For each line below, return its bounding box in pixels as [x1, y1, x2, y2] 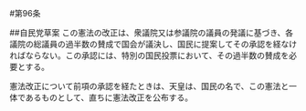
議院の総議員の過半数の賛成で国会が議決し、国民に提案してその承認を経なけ [9, 39, 298, 49]
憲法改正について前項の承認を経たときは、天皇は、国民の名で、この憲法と [9, 81, 290, 91]
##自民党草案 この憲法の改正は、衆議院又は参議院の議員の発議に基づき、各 [9, 27, 294, 38]
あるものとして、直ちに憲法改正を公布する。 [25, 92, 194, 103]
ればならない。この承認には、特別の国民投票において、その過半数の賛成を [9, 50, 290, 61]
